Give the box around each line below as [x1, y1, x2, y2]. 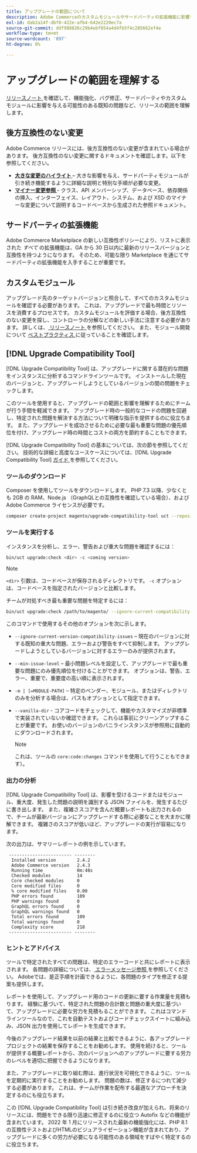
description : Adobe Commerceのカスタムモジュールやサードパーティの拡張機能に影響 [6, 14, 190, 20]
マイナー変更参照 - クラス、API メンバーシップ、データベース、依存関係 [14, 186, 188, 194]
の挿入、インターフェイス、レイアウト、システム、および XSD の [14, 194, 172, 201]
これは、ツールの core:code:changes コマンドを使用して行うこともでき [14, 753, 186, 760]
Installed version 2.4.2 [11, 857, 91, 863]
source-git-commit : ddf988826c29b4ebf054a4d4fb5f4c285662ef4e [6, 25, 161, 31]
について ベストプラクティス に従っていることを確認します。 [6, 331, 152, 338]
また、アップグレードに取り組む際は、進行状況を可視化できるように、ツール [6, 1069, 191, 1077]
